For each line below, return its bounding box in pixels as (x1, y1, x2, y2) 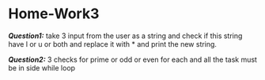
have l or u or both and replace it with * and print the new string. (8, 39, 218, 48)
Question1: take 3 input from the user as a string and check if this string (8, 31, 243, 40)
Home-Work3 (8, 5, 100, 23)
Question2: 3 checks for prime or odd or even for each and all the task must (8, 55, 257, 64)
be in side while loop (8, 63, 76, 72)
